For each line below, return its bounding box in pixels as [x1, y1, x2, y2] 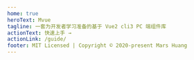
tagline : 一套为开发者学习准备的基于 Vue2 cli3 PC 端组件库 [7, 23, 166, 30]
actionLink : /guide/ [7, 36, 67, 43]
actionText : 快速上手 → [7, 29, 71, 37]
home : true [7, 10, 39, 17]
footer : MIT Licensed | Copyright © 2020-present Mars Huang [7, 42, 188, 49]
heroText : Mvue [7, 17, 51, 23]
